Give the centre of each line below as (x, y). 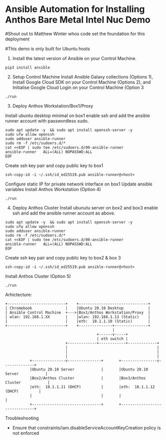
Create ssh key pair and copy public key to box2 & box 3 (63, 257)
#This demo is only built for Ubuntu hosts (48, 48)
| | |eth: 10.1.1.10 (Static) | (78, 321)
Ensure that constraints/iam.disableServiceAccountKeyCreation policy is (86, 427)
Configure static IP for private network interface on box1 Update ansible (79, 184)
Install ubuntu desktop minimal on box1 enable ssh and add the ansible (78, 115)
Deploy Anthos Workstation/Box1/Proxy (53, 105)
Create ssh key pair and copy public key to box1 (54, 165)
